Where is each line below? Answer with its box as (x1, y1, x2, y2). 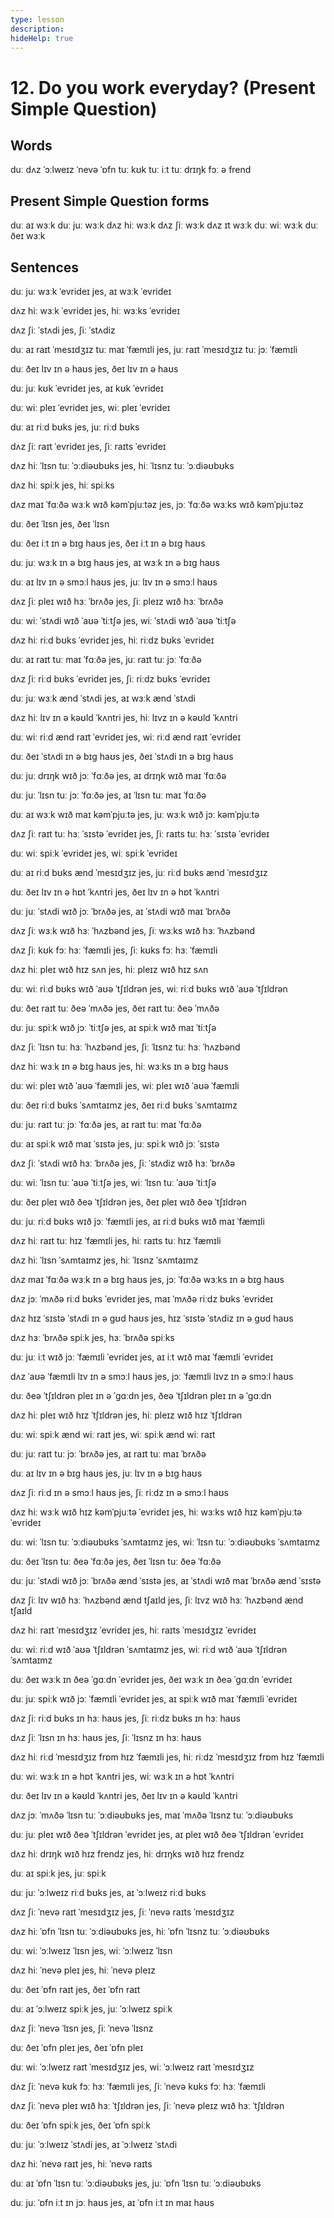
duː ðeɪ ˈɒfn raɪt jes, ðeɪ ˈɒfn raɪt (10, 1984, 141, 1995)
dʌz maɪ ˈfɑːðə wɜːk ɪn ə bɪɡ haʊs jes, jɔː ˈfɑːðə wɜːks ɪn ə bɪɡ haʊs (10, 1274, 285, 1285)
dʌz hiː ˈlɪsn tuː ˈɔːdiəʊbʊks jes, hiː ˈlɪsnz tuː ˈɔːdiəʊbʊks (10, 460, 235, 471)
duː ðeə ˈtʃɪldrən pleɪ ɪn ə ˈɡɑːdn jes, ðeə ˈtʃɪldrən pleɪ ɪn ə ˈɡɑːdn (10, 1390, 272, 1401)
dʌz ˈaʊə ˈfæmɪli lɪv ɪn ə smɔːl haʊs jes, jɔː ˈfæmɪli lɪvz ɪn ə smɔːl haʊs (10, 1371, 294, 1382)
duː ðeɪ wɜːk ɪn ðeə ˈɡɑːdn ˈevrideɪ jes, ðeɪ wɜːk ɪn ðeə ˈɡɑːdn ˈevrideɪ (10, 1674, 293, 1685)
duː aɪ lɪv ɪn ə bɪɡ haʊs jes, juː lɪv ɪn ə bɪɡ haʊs (10, 1467, 203, 1479)
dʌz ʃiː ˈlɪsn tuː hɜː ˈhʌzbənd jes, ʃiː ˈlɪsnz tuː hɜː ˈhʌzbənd (10, 1041, 241, 1053)
